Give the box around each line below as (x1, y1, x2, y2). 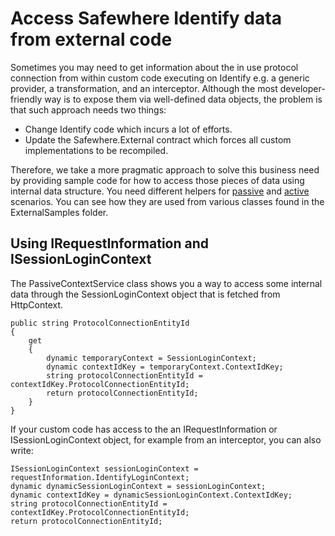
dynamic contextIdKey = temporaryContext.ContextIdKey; (46, 362, 284, 372)
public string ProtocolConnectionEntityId (10, 318, 190, 328)
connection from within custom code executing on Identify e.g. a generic (10, 72, 310, 84)
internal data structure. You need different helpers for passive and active (10, 185, 310, 197)
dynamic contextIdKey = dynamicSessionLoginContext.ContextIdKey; (10, 490, 293, 500)
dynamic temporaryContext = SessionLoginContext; (46, 353, 257, 363)
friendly (10, 93, 43, 105)
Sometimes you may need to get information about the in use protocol (10, 61, 299, 73)
